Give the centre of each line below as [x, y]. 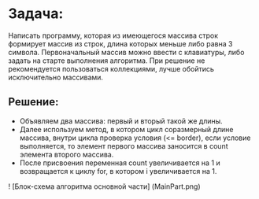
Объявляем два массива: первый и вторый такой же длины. [121, 121]
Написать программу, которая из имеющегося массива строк [113, 35]
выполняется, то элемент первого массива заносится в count [124, 146]
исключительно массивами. [56, 77]
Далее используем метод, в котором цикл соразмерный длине [126, 129]
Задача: [36, 14]
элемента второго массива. [67, 154]
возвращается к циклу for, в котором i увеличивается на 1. [118, 171]
